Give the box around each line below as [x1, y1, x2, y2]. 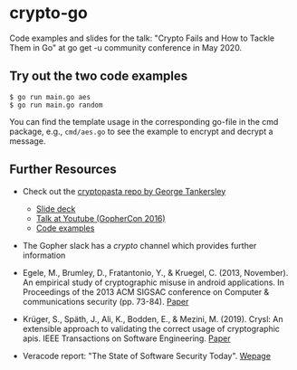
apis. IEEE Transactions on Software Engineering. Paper [22, 333, 231, 344]
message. [9, 135, 46, 147]
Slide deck [35, 203, 76, 214]
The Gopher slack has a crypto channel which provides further [22, 240, 257, 251]
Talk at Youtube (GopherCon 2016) [35, 213, 166, 223]
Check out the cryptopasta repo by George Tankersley [22, 185, 226, 196]
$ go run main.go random [9, 100, 103, 109]
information [22, 250, 66, 261]
